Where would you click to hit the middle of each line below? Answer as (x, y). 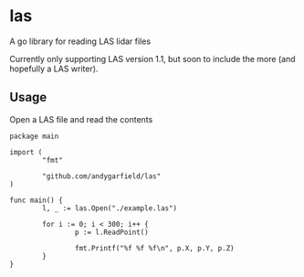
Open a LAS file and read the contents (81, 119)
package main (34, 136)
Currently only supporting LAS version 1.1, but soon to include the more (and (152, 59)
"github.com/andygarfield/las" (102, 176)
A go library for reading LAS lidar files (80, 41)
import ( (26, 152)
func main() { (37, 200)
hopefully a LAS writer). (54, 69)
